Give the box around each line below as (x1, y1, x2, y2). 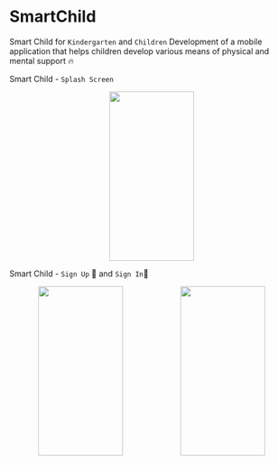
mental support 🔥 (9, 55, 75, 66)
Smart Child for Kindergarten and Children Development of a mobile (9, 36, 263, 47)
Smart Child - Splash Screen (9, 73, 115, 84)
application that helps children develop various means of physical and (9, 45, 270, 56)
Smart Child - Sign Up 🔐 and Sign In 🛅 (9, 268, 149, 279)
